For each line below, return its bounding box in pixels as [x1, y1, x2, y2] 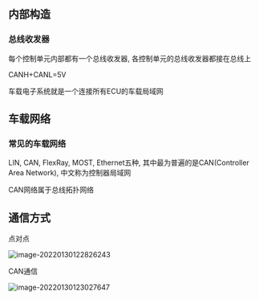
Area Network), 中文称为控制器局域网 [8, 168, 132, 178]
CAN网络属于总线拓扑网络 [8, 185, 95, 195]
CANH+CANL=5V [8, 69, 67, 79]
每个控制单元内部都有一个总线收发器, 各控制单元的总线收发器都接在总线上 [8, 53, 251, 63]
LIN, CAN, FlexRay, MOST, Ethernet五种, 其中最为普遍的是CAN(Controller [8, 158, 250, 167]
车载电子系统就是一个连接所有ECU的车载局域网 [8, 86, 164, 96]
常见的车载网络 [8, 138, 67, 149]
